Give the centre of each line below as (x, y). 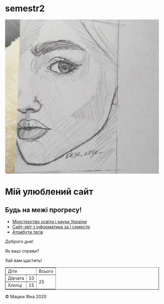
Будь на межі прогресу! (43, 210)
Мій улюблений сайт (49, 192)
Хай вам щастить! (24, 260)
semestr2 (25, 9)
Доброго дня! (19, 241)
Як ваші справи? (22, 251)
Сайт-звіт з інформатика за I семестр (51, 227)
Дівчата (16, 278)
